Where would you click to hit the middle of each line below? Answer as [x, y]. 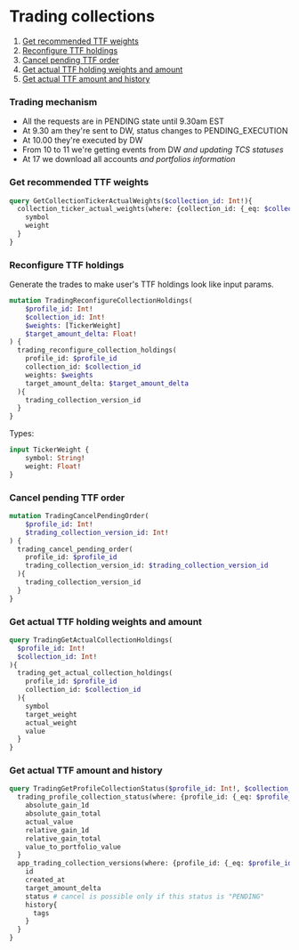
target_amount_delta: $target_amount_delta [107, 383]
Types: [22, 434]
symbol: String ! [56, 459]
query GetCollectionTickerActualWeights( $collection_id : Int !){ [131, 201]
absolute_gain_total [63, 814]
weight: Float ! [53, 466]
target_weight [51, 714]
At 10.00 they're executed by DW [82, 141]
